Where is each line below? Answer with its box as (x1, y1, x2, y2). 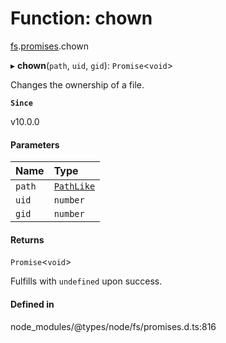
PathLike (53, 181, 96, 192)
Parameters (10, 138, 60, 151)
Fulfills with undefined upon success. (10, 275, 163, 287)
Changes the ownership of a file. (10, 78, 145, 91)
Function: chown (10, 7, 153, 30)
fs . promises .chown (10, 40, 90, 52)
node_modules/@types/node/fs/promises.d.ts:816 (10, 320, 217, 332)
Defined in (10, 298, 55, 310)
